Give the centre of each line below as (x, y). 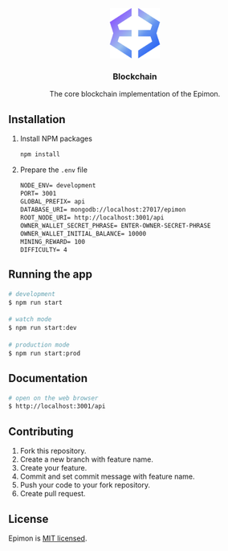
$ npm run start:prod (45, 353)
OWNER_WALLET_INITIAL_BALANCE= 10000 (83, 233)
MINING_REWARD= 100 (53, 241)
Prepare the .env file (54, 170)
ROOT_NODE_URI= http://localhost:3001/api (92, 217)
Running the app (50, 275)
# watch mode (30, 319)
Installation (37, 119)
